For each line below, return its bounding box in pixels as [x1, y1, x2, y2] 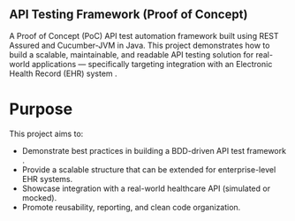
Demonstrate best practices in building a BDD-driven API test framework [21, 145, 287, 156]
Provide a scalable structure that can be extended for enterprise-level [21, 164, 276, 175]
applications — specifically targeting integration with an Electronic [31, 58, 273, 69]
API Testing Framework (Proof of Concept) [9, 7, 248, 22]
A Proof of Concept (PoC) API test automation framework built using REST [9, 30, 280, 41]
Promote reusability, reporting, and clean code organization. [21, 202, 241, 212]
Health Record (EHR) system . [9, 68, 117, 79]
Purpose [9, 99, 73, 118]
